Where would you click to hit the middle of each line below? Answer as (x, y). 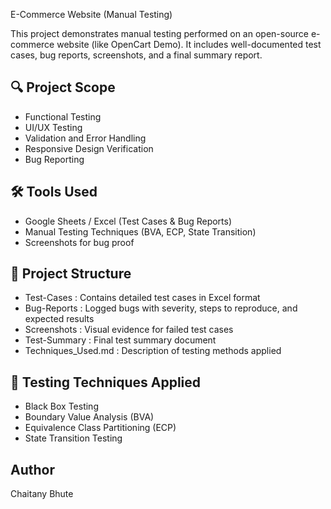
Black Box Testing (61, 406)
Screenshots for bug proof (79, 242)
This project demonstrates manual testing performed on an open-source (160, 33)
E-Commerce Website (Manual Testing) (91, 14)
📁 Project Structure (71, 274)
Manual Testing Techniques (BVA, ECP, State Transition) (140, 231)
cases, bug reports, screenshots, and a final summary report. (136, 55)
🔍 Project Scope (63, 87)
